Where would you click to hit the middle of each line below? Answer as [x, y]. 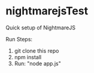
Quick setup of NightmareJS [41, 28]
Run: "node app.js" [37, 63]
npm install [28, 57]
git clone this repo [37, 51]
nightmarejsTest [47, 11]
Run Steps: [19, 39]
